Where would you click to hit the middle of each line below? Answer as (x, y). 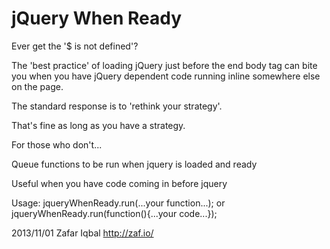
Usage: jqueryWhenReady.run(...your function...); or (118, 203)
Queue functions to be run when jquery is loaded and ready (134, 164)
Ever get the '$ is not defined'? (75, 46)
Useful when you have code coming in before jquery (119, 183)
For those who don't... (57, 144)
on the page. (37, 86)
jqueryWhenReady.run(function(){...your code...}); (114, 213)
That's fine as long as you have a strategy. (98, 125)
